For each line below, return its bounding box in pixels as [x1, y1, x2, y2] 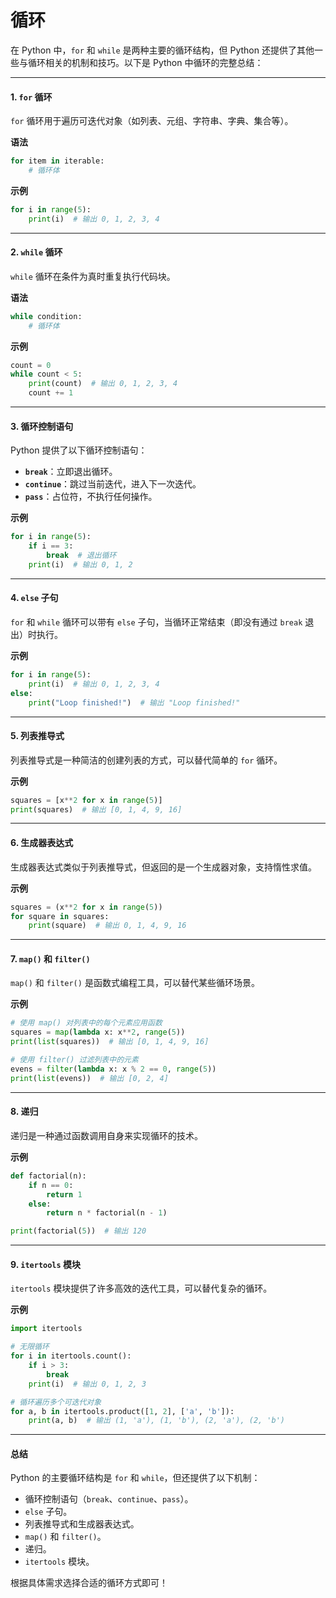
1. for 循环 [10, 91, 53, 103]
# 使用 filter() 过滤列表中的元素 [10, 1055, 139, 1065]
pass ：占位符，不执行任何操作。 [24, 491, 158, 503]
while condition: [10, 311, 83, 321]
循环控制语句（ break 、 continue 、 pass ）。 [24, 1493, 194, 1505]
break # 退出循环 [46, 551, 117, 561]
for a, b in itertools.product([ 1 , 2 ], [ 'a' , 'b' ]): [10, 1406, 235, 1416]
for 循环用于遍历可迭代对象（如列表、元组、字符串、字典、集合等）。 [10, 115, 294, 127]
